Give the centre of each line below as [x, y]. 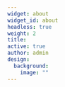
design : [19, 60]
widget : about [28, 14]
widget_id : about [33, 20]
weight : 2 [22, 33]
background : [31, 66]
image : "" [35, 72]
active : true [26, 46]
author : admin [28, 53]
